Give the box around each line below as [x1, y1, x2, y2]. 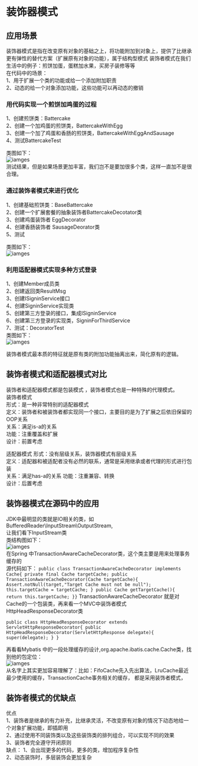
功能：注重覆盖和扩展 [6, 430, 58, 437]
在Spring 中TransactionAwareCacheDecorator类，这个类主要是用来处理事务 [6, 550, 190, 557]
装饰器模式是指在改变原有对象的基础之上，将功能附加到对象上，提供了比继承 [6, 48, 192, 54]
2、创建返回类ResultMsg [6, 287, 66, 295]
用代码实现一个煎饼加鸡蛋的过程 [6, 100, 97, 108]
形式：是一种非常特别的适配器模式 [6, 401, 89, 408]
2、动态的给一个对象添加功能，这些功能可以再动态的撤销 [6, 84, 144, 91]
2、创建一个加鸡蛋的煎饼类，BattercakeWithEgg [6, 122, 123, 130]
